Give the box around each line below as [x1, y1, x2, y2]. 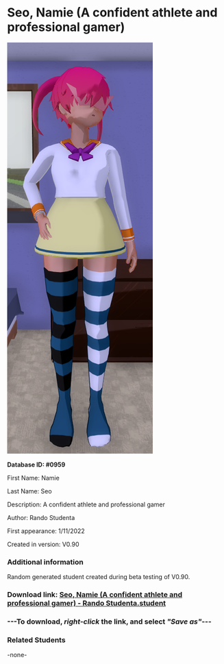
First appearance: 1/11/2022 [7, 526, 86, 535]
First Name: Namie [7, 474, 60, 482]
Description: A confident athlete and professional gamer [7, 500, 166, 508]
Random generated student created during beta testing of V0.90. [7, 573, 190, 581]
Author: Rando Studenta [7, 513, 75, 521]
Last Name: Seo [7, 487, 53, 495]
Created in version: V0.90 [7, 540, 80, 548]
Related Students [7, 635, 66, 645]
